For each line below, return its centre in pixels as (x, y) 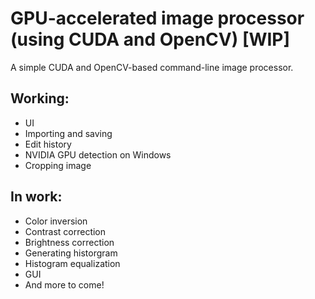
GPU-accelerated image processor (157, 18)
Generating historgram (71, 253)
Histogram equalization (72, 263)
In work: (36, 197)
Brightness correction (69, 242)
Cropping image (58, 165)
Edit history (48, 144)
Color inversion (56, 221)
